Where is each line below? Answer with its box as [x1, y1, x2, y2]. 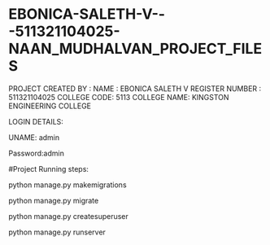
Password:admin [8, 148, 65, 158]
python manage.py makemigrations [8, 180, 128, 190]
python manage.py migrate [8, 195, 99, 205]
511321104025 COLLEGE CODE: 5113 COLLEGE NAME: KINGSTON [8, 92, 229, 102]
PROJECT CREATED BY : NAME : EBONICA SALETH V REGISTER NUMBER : [8, 83, 262, 94]
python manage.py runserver [8, 227, 106, 237]
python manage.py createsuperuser [8, 211, 128, 221]
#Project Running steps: [8, 164, 89, 173]
